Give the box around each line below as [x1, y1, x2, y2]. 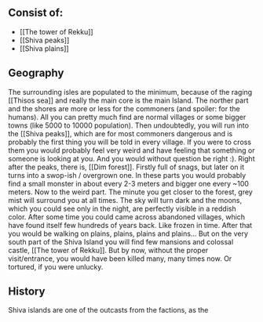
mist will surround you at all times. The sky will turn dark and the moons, [8, 195, 243, 204]
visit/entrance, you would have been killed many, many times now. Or [8, 254, 232, 263]
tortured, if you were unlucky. [8, 262, 104, 271]
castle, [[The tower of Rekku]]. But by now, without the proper [8, 245, 209, 255]
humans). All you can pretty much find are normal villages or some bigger [8, 112, 247, 121]
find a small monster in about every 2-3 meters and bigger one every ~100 [8, 179, 250, 188]
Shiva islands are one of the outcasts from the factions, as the [8, 306, 209, 315]
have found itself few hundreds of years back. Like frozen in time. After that [8, 220, 253, 230]
